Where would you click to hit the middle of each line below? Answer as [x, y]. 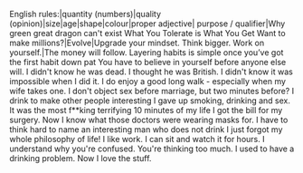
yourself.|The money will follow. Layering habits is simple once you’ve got [147, 53]
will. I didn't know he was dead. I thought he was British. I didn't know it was [151, 72]
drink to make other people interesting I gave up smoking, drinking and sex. [150, 101]
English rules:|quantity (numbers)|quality [85, 14]
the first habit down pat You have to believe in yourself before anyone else [148, 62]
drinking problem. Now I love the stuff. [80, 158]
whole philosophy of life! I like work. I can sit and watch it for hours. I [137, 139]
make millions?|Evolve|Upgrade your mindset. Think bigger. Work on [137, 43]
